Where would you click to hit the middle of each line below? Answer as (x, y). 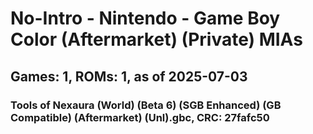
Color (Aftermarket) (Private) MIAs (156, 39)
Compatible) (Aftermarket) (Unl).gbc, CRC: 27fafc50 (140, 117)
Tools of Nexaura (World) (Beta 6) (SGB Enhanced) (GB (146, 105)
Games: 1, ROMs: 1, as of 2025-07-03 (129, 76)
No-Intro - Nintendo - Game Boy (145, 18)
